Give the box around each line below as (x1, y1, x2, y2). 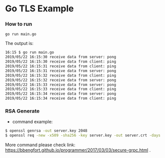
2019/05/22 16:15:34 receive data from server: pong (5, 91, 116, 96)
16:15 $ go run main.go (5, 50, 55, 55)
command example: (12, 119, 53, 125)
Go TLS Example (5, 3, 74, 14)
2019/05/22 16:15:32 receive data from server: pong (5, 78, 116, 82)
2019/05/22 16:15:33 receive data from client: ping (5, 87, 116, 92)
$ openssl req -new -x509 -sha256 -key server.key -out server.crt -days (5, 133, 161, 138)
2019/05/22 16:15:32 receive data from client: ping (5, 73, 116, 78)
